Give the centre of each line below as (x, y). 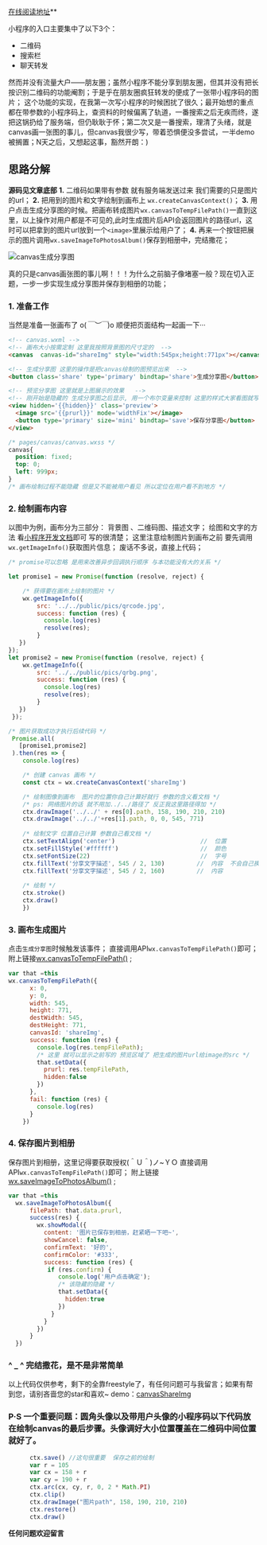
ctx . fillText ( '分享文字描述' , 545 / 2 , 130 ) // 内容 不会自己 (138, 863)
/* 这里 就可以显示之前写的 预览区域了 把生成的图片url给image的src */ (143, 1055)
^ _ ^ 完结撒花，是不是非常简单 (66, 1365)
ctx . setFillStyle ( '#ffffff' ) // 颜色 (125, 848)
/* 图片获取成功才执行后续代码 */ (58, 731)
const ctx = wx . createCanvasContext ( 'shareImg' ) (104, 782)
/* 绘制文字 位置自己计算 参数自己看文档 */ (87, 834)
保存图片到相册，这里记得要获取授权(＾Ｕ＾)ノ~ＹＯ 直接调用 (108, 1162)
